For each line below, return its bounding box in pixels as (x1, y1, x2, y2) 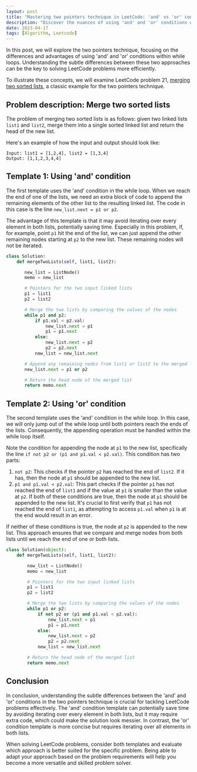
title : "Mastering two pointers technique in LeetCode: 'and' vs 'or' (6, 14, 182, 20)
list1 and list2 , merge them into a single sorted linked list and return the (6, 121, 184, 128)
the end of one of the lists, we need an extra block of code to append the (6, 193, 183, 200)
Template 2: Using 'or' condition (6, 399, 126, 409)
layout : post (6, 8, 38, 15)
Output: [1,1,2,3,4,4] (6, 155, 62, 161)
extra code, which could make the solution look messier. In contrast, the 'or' (6, 716, 189, 724)
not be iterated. (6, 242, 43, 249)
